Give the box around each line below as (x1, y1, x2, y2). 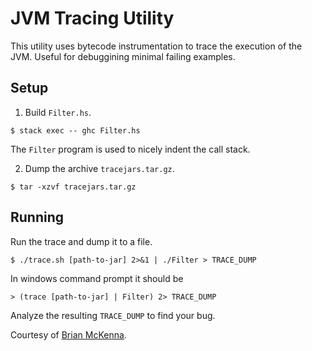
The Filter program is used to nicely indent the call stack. (10, 143, 251, 155)
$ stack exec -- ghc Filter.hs (10, 125, 141, 136)
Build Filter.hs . (24, 106, 92, 118)
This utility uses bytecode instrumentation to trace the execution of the (10, 40, 303, 52)
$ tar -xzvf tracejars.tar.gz (10, 182, 137, 192)
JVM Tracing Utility (10, 7, 175, 30)
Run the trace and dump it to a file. (10, 235, 153, 247)
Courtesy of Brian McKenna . (10, 328, 127, 341)
